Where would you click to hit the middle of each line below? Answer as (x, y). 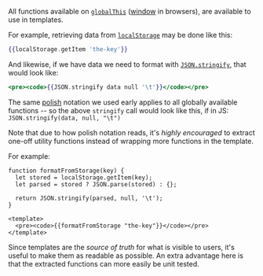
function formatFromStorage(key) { (66, 171)
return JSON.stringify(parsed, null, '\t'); (89, 198)
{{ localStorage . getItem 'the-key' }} (68, 50)
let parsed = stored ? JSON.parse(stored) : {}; (96, 184)
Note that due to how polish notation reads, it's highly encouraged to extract (131, 132)
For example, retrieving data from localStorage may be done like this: (121, 35)
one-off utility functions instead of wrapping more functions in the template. (131, 141)
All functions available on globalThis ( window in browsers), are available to (130, 11)
